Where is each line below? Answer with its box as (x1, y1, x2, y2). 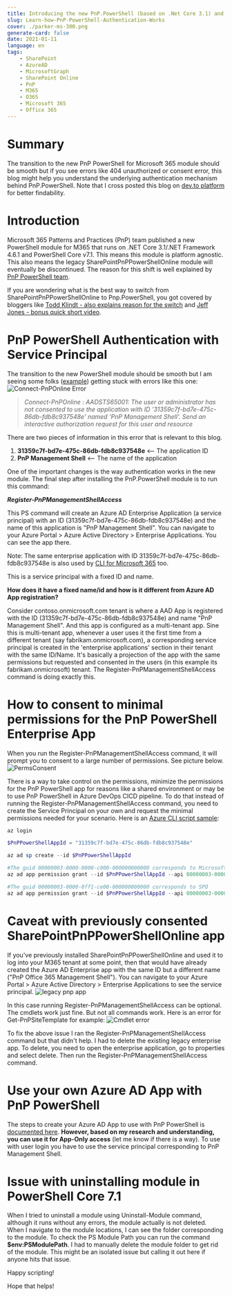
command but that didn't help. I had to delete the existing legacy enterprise (7, 1036, 221, 1045)
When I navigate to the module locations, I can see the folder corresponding (7, 1226, 224, 1234)
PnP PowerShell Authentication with (7, 332, 220, 348)
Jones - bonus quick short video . (7, 308, 101, 316)
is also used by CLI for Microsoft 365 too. (50, 559, 169, 567)
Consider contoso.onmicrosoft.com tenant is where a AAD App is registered (7, 606, 223, 615)
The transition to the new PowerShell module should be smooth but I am (7, 369, 213, 377)
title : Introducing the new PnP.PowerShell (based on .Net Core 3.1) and (7, 10, 224, 17)
